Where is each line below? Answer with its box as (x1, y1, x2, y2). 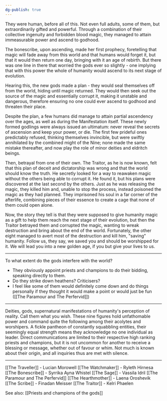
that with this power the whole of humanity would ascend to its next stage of (5, 68, 162, 74)
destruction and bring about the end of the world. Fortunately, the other (5, 227, 152, 234)
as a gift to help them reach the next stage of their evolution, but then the (5, 217, 155, 223)
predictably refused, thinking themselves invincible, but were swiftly (5, 134, 145, 140)
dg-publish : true (5, 7, 41, 12)
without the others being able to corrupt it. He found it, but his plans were (5, 175, 156, 181)
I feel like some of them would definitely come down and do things (12, 283, 149, 289)
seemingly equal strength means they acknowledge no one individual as (5, 329, 153, 335)
